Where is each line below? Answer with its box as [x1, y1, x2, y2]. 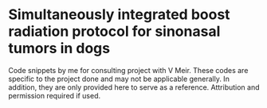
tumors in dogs [8, 40, 110, 57]
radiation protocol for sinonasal [8, 22, 221, 40]
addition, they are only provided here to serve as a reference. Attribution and [8, 82, 261, 92]
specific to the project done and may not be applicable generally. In [8, 74, 230, 83]
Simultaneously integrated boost [8, 6, 230, 24]
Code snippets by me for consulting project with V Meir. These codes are [8, 65, 249, 75]
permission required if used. [8, 91, 101, 100]
